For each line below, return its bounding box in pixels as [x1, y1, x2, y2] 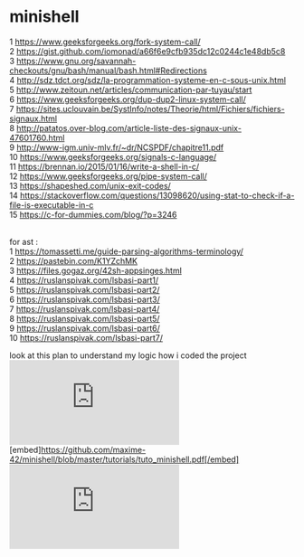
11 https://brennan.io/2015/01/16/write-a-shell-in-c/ [9, 161, 200, 172]
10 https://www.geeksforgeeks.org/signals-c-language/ [9, 151, 217, 162]
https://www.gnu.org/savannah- [16, 55, 137, 66]
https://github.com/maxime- [40, 444, 147, 455]
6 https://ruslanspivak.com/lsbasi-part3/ [9, 294, 160, 305]
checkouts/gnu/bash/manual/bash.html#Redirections [9, 65, 208, 76]
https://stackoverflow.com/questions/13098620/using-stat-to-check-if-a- [19, 190, 295, 201]
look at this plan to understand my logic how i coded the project [9, 350, 247, 361]
